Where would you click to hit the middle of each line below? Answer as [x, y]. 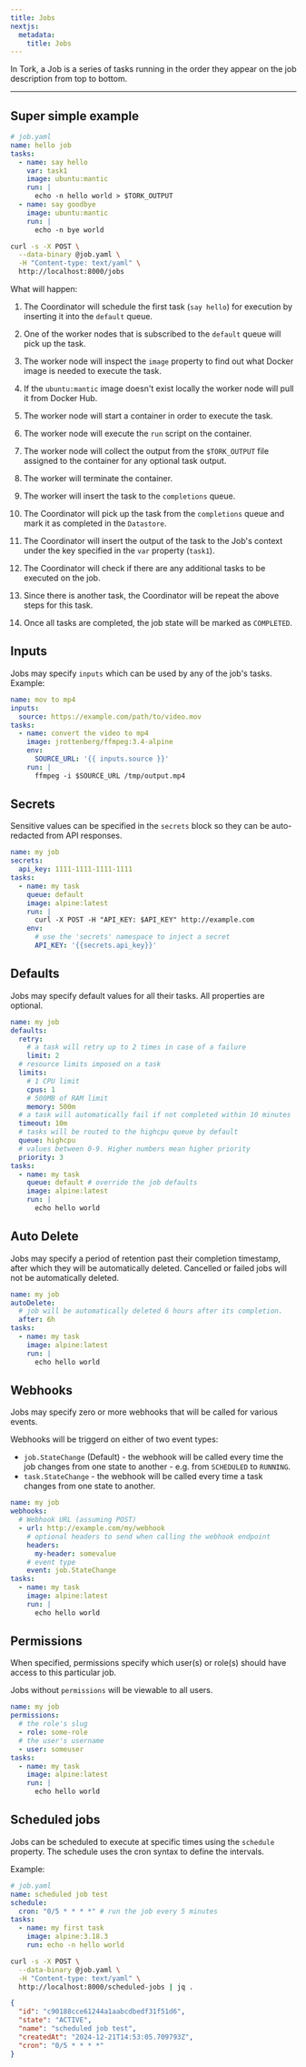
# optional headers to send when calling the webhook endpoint [149, 1537]
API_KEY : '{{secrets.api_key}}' [95, 946]
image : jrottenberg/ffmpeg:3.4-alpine [100, 742]
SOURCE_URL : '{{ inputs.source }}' [102, 759]
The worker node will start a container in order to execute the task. [148, 416]
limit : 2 [43, 1056]
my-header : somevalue [75, 1553]
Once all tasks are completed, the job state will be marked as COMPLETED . [158, 623]
